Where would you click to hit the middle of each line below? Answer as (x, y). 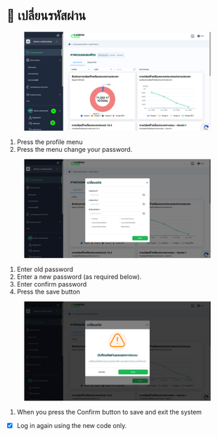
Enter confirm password (52, 285)
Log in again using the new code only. (72, 425)
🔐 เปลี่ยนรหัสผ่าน (46, 16)
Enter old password (45, 269)
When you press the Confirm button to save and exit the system (109, 412)
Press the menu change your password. (75, 150)
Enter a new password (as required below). (79, 277)
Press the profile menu (50, 142)
